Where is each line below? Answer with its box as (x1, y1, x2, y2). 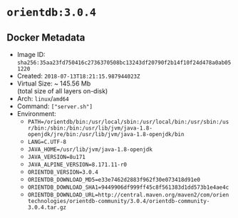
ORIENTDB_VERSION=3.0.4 (27, 169, 99, 176)
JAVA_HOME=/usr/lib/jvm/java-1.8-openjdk (27, 146, 152, 153)
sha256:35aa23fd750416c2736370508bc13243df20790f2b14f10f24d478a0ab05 (16, 59, 232, 66)
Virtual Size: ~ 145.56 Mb (16, 79, 91, 88)
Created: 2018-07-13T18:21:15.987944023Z (16, 72, 140, 80)
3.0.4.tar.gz (27, 204, 67, 211)
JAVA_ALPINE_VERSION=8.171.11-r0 (27, 161, 128, 168)
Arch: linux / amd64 (16, 95, 69, 103)
